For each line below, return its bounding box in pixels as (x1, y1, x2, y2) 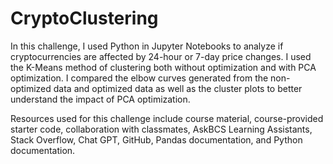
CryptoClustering (10, 7, 159, 30)
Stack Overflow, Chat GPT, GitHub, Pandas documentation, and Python (10, 133, 303, 146)
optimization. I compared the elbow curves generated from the (10, 72, 269, 84)
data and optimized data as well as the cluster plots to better (53, 82, 303, 94)
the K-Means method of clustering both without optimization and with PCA (10, 61, 317, 73)
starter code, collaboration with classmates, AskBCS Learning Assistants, (10, 123, 313, 135)
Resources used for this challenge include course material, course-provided (10, 112, 324, 124)
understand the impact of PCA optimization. (10, 93, 191, 105)
